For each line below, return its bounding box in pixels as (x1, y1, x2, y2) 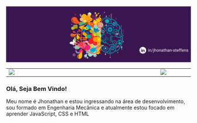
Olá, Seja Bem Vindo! (6, 85, 67, 93)
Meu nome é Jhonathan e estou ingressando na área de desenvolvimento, (6, 98, 186, 105)
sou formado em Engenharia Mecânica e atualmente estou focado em (6, 104, 175, 111)
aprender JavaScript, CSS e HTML (6, 110, 90, 117)
